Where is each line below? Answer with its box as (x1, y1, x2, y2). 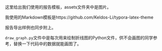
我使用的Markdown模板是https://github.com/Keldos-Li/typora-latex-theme (5, 14, 154, 20)
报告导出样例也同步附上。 (5, 25, 56, 30)
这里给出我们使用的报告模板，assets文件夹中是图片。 (5, 4, 111, 10)
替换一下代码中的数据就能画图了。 (13, 41, 81, 47)
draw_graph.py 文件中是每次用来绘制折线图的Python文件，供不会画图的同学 (5, 35, 153, 40)
